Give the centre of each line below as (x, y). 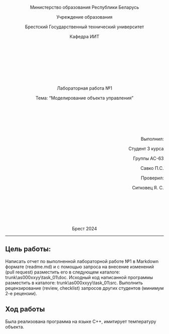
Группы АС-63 (148, 158)
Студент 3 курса (146, 149)
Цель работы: (28, 249)
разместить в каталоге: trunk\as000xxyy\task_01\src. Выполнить (74, 283)
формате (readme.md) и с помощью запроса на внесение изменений (80, 266)
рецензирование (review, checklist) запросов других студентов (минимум (84, 288)
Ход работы (25, 309)
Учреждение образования (84, 17)
